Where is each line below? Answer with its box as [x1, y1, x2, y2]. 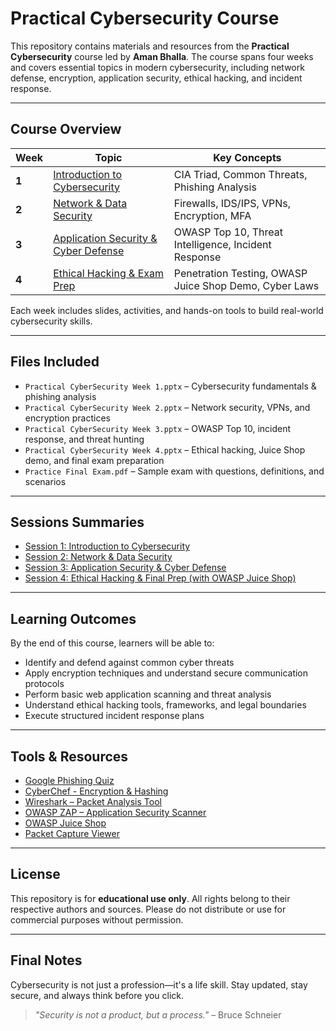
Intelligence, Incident [173, 237, 272, 251]
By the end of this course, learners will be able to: [10, 637, 215, 649]
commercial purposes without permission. [10, 913, 184, 926]
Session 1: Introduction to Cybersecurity [24, 540, 191, 552]
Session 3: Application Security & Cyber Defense [24, 562, 227, 574]
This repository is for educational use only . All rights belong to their [10, 892, 291, 904]
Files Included [10, 353, 100, 371]
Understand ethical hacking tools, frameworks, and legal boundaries [24, 699, 307, 711]
